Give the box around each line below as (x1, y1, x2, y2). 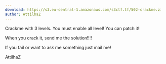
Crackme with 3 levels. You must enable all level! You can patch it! (5, 25, 140, 31)
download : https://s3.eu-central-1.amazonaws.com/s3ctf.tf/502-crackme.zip (5, 7, 165, 12)
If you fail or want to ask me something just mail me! (5, 44, 111, 50)
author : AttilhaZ (5, 12, 41, 17)
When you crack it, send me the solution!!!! (5, 35, 92, 41)
